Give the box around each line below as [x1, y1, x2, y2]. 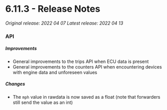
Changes [5, 81, 26, 87]
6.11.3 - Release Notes [5, 3, 101, 15]
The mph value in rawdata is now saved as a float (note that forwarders [12, 94, 161, 100]
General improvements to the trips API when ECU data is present [12, 58, 149, 64]
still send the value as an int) [12, 99, 73, 105]
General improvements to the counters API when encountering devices [12, 63, 162, 70]
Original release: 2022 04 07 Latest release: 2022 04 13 [5, 20, 124, 26]
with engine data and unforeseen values [12, 69, 98, 75]
